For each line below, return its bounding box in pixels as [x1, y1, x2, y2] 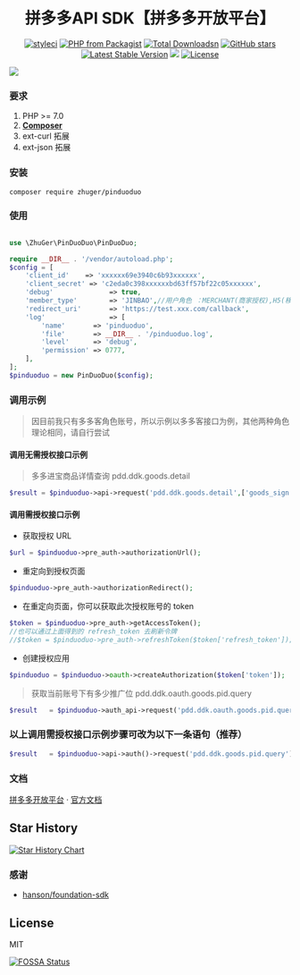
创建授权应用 [21, 652, 70, 663]
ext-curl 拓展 [21, 131, 70, 141]
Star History [9, 820, 79, 836]
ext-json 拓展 [21, 142, 71, 153]
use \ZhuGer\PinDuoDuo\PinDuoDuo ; [9, 238, 138, 247]
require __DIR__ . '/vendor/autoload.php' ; [9, 254, 174, 264]
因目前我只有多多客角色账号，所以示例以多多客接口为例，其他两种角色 [30, 416, 290, 427]
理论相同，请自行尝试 [30, 427, 110, 438]
